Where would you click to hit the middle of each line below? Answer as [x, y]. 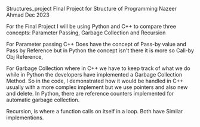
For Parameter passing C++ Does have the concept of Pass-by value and [96, 44]
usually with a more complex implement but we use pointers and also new [97, 87]
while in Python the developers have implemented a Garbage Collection [94, 74]
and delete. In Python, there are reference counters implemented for [90, 93]
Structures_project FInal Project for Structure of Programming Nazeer [92, 9]
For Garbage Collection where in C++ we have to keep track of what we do [98, 68]
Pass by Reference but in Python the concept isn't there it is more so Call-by [100, 50]
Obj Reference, [25, 57]
